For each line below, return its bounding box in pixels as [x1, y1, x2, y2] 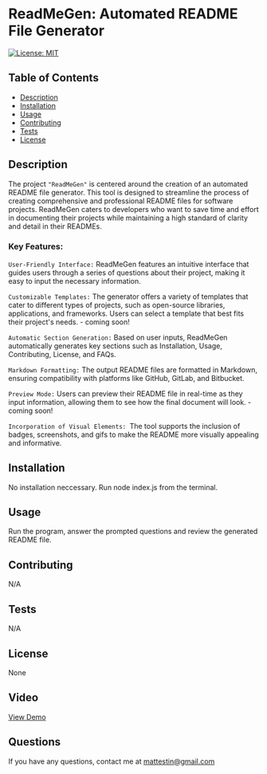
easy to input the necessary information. [8, 276, 141, 285]
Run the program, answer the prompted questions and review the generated [8, 527, 258, 536]
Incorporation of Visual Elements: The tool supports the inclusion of [8, 421, 241, 430]
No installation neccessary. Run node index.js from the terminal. [8, 482, 218, 492]
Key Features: [8, 241, 64, 252]
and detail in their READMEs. [8, 221, 102, 231]
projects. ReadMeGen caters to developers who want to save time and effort [8, 204, 259, 214]
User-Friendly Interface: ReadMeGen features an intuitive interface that [8, 259, 249, 269]
